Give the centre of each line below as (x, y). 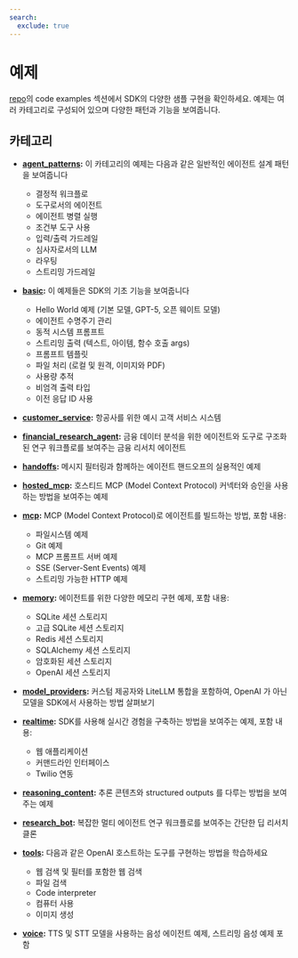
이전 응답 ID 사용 (64, 399)
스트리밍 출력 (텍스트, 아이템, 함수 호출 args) (113, 343)
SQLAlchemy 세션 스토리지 (83, 650)
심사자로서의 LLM (66, 249)
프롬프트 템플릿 (62, 354)
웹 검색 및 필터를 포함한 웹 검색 (89, 872)
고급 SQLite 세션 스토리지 (80, 628)
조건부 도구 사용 (63, 227)
